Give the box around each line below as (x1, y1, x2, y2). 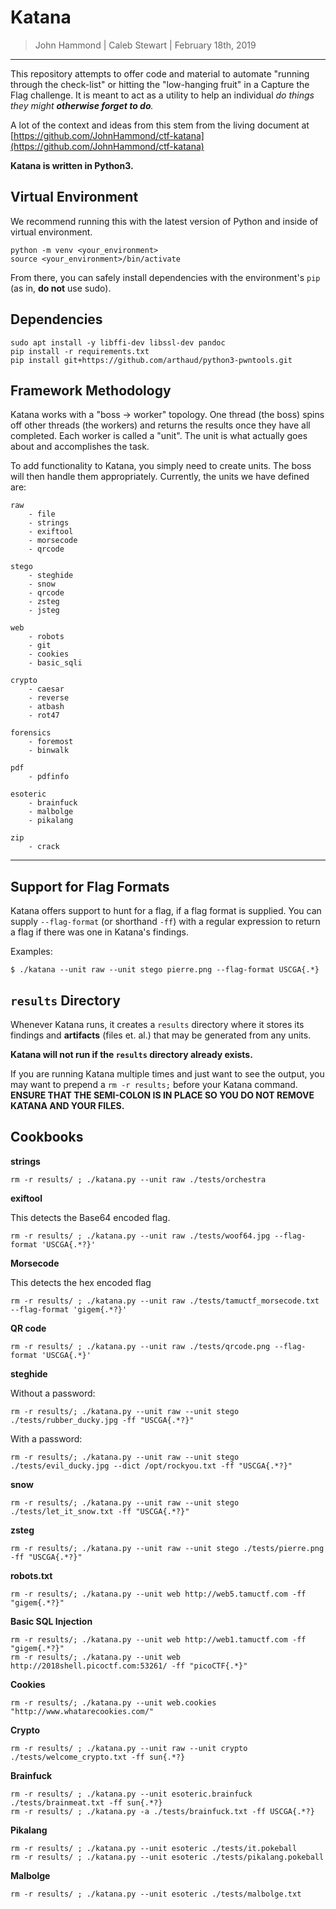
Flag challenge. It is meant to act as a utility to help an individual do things (10, 89, 315, 101)
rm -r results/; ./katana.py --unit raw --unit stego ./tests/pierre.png (10, 1543, 325, 1553)
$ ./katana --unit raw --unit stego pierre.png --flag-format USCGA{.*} (10, 965, 320, 975)
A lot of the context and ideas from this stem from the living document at (10, 119, 310, 131)
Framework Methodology (10, 382, 172, 399)
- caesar (28, 684, 65, 695)
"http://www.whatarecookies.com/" (10, 1706, 155, 1716)
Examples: (10, 946, 53, 958)
